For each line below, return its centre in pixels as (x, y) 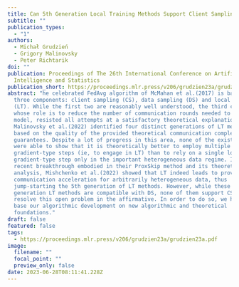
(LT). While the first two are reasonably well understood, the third (121, 107)
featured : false (31, 226)
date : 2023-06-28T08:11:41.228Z (55, 272)
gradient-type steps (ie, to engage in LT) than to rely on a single (119, 153)
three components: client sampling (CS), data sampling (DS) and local (122, 100)
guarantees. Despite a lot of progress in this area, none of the (114, 140)
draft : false (27, 219)
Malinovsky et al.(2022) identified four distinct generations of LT (119, 126)
